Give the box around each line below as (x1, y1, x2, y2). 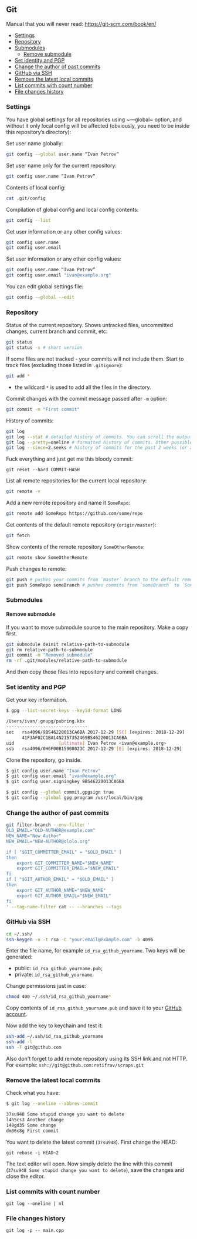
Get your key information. (6, 697, 67, 704)
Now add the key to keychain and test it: (6, 1022, 103, 1029)
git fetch (6, 532, 30, 539)
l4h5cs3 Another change (6, 1117, 64, 1123)
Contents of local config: (6, 184, 66, 191)
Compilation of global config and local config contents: (6, 206, 139, 213)
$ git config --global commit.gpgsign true (6, 790, 114, 795)
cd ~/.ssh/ (6, 931, 33, 937)
